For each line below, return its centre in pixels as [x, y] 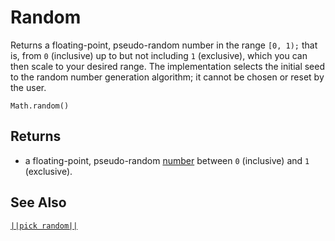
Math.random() [40, 106]
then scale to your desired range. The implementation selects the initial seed [168, 66]
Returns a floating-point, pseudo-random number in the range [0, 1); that [164, 45]
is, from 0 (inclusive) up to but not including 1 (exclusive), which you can [159, 55]
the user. [28, 87]
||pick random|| [44, 226]
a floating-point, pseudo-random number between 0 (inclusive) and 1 [167, 160]
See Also [38, 202]
